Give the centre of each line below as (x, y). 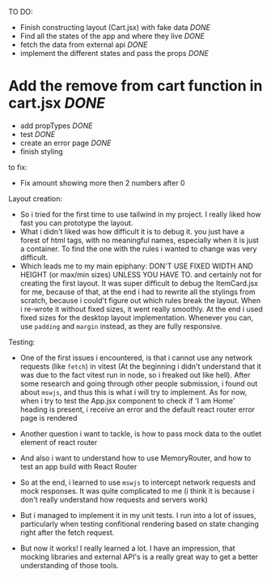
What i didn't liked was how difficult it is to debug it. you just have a (132, 231)
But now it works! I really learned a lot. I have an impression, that (128, 548)
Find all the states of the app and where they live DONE (112, 36)
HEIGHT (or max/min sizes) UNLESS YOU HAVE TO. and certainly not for (141, 274)
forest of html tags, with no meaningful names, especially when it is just (139, 240)
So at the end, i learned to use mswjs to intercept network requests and (138, 482)
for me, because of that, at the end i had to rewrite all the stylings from (138, 292)
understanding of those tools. (69, 565)
